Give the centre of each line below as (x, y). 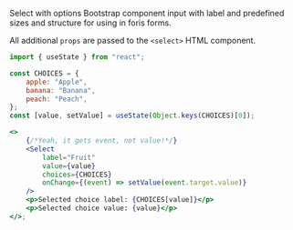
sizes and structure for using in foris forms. (90, 23)
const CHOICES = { (44, 73)
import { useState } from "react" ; (77, 57)
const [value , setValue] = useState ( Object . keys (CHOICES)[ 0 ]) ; (132, 116)
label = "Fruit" (69, 157)
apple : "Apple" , (57, 82)
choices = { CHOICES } (77, 175)
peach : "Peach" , (57, 99)
